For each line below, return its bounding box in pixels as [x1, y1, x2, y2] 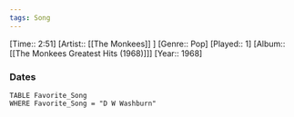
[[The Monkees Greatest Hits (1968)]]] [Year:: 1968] [9, 47, 203, 59]
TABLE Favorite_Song [9, 91, 88, 100]
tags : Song [9, 13, 51, 23]
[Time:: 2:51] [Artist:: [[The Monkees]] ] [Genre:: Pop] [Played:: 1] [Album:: [9, 38, 286, 49]
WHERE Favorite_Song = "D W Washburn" [9, 99, 157, 108]
